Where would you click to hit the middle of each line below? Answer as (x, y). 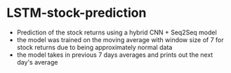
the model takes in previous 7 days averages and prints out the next (115, 55)
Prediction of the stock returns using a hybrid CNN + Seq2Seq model (117, 32)
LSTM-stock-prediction (77, 13)
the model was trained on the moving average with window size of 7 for (120, 39)
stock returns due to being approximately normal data (94, 47)
